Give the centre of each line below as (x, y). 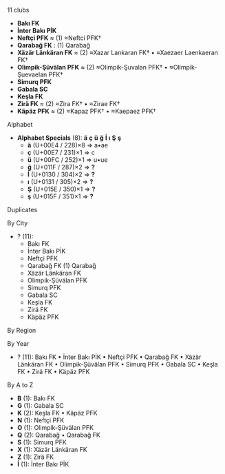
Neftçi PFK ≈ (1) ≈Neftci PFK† (59, 38)
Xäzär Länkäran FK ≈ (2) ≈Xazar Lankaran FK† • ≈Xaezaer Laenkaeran (118, 52)
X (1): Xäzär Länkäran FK (52, 450)
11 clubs (18, 10)
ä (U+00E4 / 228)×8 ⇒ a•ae (68, 145)
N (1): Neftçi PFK (41, 420)
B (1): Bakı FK (36, 398)
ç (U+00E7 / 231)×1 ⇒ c (61, 152)
